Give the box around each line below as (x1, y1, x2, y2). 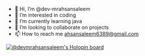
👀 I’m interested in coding (14, 12, 77, 18)
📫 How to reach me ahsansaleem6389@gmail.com (14, 31, 139, 37)
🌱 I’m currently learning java (14, 18, 82, 24)
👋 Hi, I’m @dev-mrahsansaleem (14, 6, 91, 12)
